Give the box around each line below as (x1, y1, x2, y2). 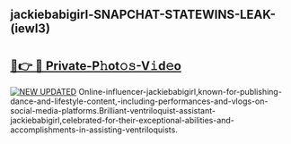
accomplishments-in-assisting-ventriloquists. (10, 124, 178, 135)
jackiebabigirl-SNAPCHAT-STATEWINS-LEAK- (10, 7, 277, 22)
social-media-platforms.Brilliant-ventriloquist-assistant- (10, 106, 216, 115)
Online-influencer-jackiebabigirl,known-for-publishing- (78, 87, 282, 97)
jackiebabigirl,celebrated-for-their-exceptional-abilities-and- (10, 115, 234, 125)
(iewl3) (10, 21, 50, 37)
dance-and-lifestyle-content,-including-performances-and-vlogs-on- (10, 96, 269, 106)
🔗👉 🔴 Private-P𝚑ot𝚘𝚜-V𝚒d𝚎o (10, 58, 182, 73)
